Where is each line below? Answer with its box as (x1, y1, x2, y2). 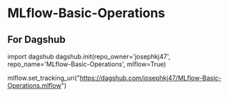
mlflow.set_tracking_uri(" (7, 73, 81, 82)
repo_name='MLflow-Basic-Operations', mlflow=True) (7, 60, 166, 68)
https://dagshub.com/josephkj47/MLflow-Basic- (79, 73, 222, 82)
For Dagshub (7, 34, 66, 46)
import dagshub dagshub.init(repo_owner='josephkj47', (7, 52, 171, 61)
